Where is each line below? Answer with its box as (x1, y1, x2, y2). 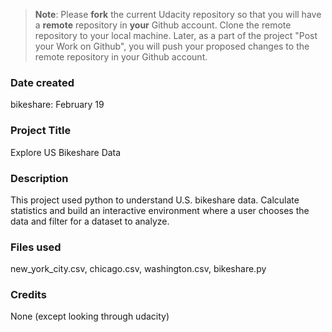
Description (10, 171, 69, 185)
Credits (10, 288, 47, 302)
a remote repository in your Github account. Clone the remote (34, 19, 292, 31)
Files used (10, 240, 62, 254)
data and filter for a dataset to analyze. (10, 215, 170, 227)
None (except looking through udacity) (10, 310, 170, 323)
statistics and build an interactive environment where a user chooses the (10, 204, 310, 216)
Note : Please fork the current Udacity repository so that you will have (34, 9, 322, 20)
